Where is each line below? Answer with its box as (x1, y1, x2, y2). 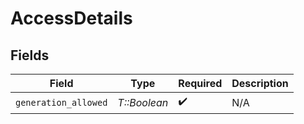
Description (231, 77, 289, 90)
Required (178, 77, 223, 90)
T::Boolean (117, 95, 169, 109)
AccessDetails (10, 7, 133, 30)
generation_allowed (15, 97, 108, 108)
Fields (10, 47, 50, 64)
